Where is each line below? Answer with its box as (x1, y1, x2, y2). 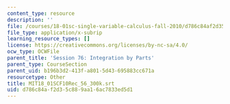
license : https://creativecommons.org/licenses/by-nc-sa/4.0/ (7, 42, 188, 49)
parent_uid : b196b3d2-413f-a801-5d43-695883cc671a (7, 67, 155, 74)
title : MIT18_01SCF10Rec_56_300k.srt (7, 80, 115, 87)
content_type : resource (7, 10, 75, 17)
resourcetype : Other (7, 73, 66, 81)
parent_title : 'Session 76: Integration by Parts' (7, 55, 155, 62)
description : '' (7, 16, 53, 23)
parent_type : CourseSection (7, 61, 88, 68)
